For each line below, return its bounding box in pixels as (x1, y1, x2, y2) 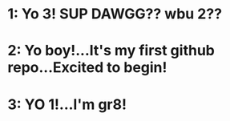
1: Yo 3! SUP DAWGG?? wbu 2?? (7, 5, 222, 23)
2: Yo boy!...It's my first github (7, 42, 216, 60)
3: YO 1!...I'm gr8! (7, 95, 127, 113)
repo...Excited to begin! (7, 58, 167, 77)
